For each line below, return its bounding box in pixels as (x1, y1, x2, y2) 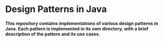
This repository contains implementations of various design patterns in (5, 20, 158, 26)
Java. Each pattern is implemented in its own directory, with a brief (5, 25, 149, 31)
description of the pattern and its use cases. (5, 31, 100, 37)
